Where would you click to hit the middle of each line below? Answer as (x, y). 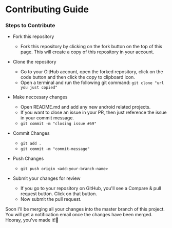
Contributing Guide (47, 9)
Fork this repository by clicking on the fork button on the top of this (91, 47)
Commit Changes (31, 133)
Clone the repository (34, 62)
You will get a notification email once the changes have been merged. (79, 215)
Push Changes (28, 159)
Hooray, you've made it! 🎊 (32, 220)
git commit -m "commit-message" (55, 149)
